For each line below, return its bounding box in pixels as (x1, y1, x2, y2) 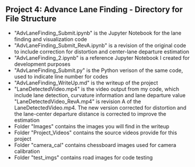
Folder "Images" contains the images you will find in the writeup (14, 122, 170, 129)
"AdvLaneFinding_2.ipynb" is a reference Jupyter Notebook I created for (14, 54, 190, 61)
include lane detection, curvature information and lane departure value (14, 91, 186, 98)
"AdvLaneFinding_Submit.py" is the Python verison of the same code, (14, 67, 183, 74)
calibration (14, 148, 40, 155)
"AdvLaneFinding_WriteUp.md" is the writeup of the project (14, 79, 158, 86)
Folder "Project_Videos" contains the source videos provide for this (14, 129, 177, 136)
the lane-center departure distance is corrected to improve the (14, 110, 166, 117)
